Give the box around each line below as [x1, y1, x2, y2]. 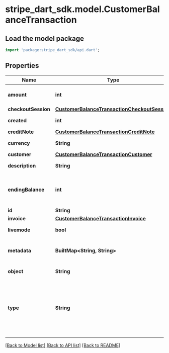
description [8, 162, 36, 169]
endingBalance [8, 186, 45, 193]
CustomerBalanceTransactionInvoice [55, 215, 146, 222]
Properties [5, 61, 39, 70]
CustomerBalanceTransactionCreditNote [55, 128, 155, 135]
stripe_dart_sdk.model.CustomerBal [5, 4, 160, 15]
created [8, 117, 27, 124]
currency [8, 139, 30, 146]
